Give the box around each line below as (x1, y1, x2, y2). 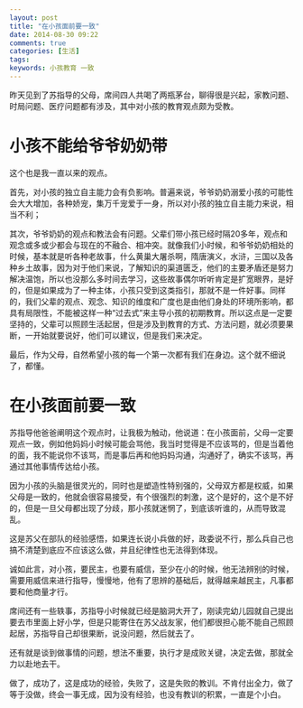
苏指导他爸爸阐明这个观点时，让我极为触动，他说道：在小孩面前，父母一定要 (9, 426, 294, 438)
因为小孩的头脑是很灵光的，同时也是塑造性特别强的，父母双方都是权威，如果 (9, 480, 294, 490)
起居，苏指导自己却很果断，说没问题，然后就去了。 (9, 628, 199, 638)
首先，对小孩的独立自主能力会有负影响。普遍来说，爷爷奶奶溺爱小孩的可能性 (9, 186, 294, 197)
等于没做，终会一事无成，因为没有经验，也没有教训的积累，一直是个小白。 (9, 688, 286, 700)
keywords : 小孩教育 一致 (9, 64, 95, 73)
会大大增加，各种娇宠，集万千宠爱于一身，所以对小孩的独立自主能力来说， (9, 198, 286, 209)
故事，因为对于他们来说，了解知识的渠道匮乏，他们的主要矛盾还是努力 (32, 262, 294, 273)
